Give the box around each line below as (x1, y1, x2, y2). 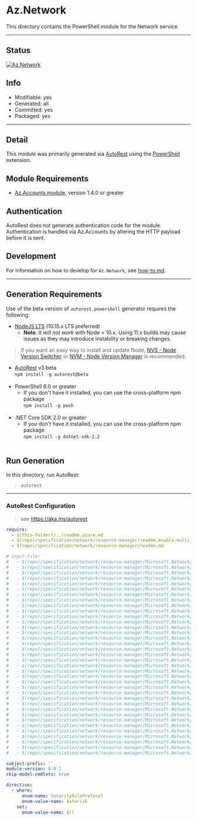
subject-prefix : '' (6, 761, 54, 767)
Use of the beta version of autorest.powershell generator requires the (6, 305, 176, 312)
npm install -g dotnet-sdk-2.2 (23, 434, 100, 440)
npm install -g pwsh (23, 403, 74, 409)
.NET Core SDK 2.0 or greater (14, 414, 87, 421)
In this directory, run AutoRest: (6, 471, 80, 478)
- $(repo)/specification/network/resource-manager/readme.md (11, 543, 164, 549)
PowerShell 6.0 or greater (14, 383, 77, 390)
